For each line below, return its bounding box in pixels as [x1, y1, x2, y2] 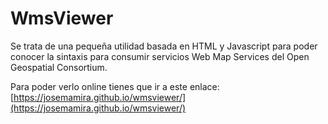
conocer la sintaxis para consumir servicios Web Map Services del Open [10, 50, 310, 62]
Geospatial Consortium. [10, 61, 108, 73]
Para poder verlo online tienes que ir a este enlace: [10, 80, 220, 92]
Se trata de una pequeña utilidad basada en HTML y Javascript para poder [10, 40, 318, 52]
